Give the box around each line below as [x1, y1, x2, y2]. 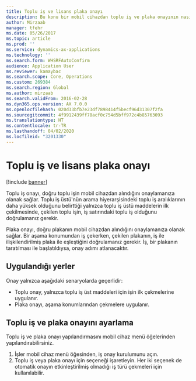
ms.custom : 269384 [6, 80, 51, 85]
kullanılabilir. [14, 369, 45, 376]
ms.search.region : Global [6, 85, 69, 91]
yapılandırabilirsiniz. [6, 339, 54, 346]
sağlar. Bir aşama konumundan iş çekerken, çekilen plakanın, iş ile [6, 232, 164, 239]
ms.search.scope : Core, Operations [6, 74, 93, 80]
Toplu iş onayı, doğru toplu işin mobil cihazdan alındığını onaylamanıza [6, 190, 175, 197]
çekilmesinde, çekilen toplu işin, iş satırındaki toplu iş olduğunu [6, 208, 157, 215]
